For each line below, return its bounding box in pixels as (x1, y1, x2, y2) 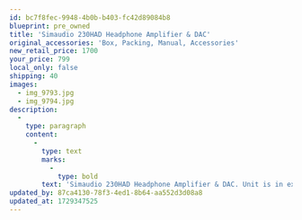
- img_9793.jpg (17, 88, 75, 97)
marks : (41, 154, 67, 164)
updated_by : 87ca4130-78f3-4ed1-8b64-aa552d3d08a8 (9, 189, 203, 198)
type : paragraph (25, 122, 87, 131)
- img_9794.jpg (17, 96, 75, 106)
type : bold (57, 172, 99, 180)
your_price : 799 (9, 55, 70, 64)
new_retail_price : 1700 (9, 47, 99, 56)
